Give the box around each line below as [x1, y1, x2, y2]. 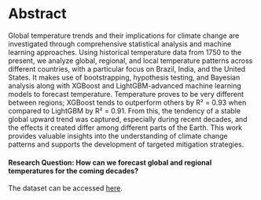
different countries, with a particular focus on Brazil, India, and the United [8, 64, 246, 73]
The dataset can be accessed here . [8, 183, 123, 193]
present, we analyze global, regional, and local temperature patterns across [8, 56, 253, 65]
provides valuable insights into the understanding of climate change [8, 131, 228, 140]
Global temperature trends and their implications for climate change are [8, 31, 240, 40]
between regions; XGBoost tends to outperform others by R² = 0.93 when [8, 98, 247, 107]
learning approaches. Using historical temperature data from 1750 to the [8, 47, 242, 57]
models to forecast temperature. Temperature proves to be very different [8, 89, 244, 98]
